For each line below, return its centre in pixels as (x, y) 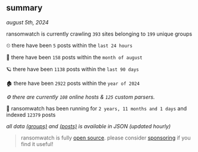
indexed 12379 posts (31, 115)
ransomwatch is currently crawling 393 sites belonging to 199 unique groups (99, 34)
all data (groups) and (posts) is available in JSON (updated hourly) (89, 126)
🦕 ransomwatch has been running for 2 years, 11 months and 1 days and (97, 108)
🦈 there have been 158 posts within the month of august (75, 57)
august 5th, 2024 (27, 22)
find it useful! (37, 144)
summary (24, 8)
